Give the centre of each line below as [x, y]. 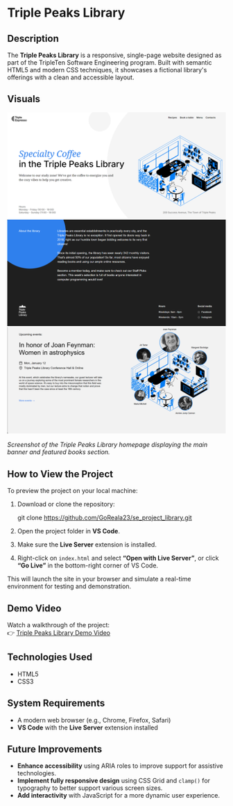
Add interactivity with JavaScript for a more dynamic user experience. [119, 796]
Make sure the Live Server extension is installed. [87, 545]
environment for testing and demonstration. [69, 586]
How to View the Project [60, 474]
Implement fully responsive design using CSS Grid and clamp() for [113, 781]
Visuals [24, 99]
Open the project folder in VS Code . [68, 531]
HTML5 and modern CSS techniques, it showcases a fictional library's [107, 70]
